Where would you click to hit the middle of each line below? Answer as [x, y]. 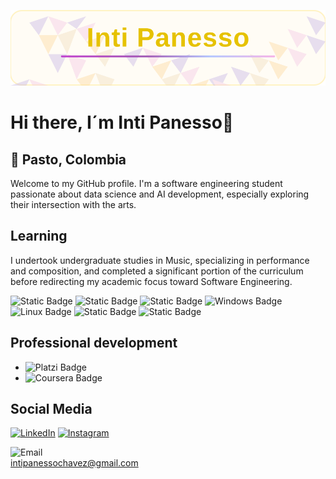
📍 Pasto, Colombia [68, 159]
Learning [39, 236]
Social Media [51, 408]
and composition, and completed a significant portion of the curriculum [157, 271]
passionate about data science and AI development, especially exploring [160, 194]
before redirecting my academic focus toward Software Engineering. [151, 281]
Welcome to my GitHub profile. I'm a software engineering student [146, 183]
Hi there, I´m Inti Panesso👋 [122, 122]
